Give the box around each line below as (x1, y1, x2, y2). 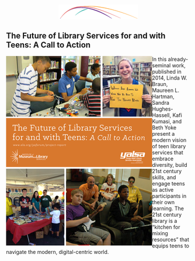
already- (168, 56, 189, 63)
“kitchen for (152, 224, 180, 231)
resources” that (152, 236, 190, 243)
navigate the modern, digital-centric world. (6, 248, 109, 255)
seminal (152, 61, 171, 68)
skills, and (152, 174, 176, 181)
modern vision (152, 136, 187, 143)
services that (152, 149, 184, 156)
